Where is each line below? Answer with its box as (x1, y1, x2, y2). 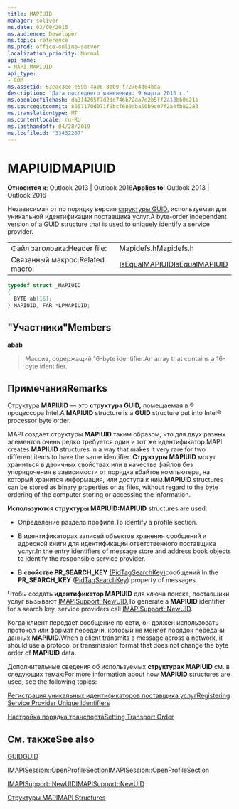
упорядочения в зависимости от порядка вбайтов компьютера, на (7, 468, 211, 476)
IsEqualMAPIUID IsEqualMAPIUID (119, 259, 228, 269)
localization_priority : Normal (7, 50, 100, 58)
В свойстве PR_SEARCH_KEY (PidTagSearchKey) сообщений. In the (17, 568, 219, 577)
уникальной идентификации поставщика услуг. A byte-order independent (7, 213, 228, 221)
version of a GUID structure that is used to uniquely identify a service (7, 220, 210, 228)
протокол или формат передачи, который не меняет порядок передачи (7, 626, 225, 635)
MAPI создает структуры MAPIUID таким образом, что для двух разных (7, 430, 226, 439)
